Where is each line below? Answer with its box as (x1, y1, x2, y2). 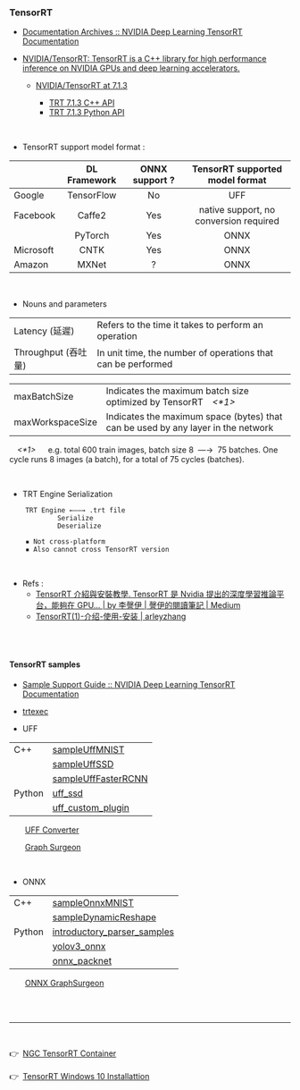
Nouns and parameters (21, 299, 107, 309)
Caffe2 (77, 209, 107, 222)
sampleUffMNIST (52, 743, 125, 756)
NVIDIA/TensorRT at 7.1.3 (35, 80, 128, 91)
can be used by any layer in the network (105, 422, 274, 435)
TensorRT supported (191, 163, 283, 175)
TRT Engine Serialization (21, 489, 113, 500)
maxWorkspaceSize (13, 416, 98, 428)
